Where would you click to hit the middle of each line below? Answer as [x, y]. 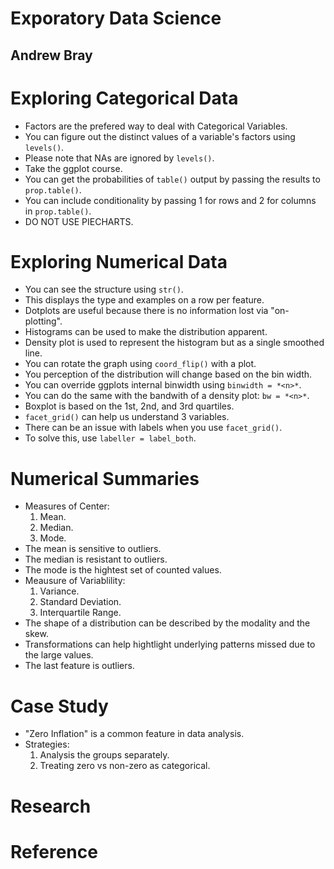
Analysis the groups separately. [104, 755]
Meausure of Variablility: [75, 581]
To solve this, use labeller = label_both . [110, 438]
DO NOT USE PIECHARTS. [79, 221]
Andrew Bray [51, 55]
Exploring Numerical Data [119, 261]
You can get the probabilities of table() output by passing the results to [172, 179]
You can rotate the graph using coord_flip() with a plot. [140, 364]
